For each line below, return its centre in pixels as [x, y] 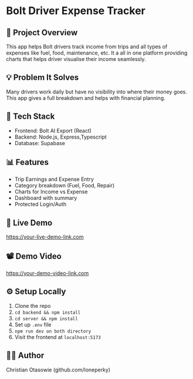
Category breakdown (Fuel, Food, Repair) [65, 186]
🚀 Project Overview [42, 33]
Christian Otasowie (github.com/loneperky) [58, 370]
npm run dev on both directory [53, 331]
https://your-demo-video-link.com [48, 273]
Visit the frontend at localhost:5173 [57, 337]
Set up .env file [33, 324]
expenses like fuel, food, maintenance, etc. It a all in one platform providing [97, 53]
